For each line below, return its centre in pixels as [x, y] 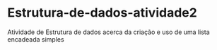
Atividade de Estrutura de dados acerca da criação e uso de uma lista [108, 32]
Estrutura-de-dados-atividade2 [102, 13]
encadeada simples [36, 39]
